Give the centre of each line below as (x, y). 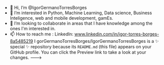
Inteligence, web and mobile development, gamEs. (61, 18)
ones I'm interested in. (33, 29)
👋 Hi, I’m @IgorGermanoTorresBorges (48, 8)
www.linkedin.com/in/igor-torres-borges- (117, 34)
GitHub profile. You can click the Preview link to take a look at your (78, 52)
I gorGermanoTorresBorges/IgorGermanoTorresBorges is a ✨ (96, 41)
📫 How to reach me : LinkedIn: (41, 34)
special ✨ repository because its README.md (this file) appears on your (81, 47)
